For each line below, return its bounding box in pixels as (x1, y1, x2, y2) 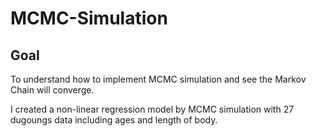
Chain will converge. (10, 84, 95, 96)
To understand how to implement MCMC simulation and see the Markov (10, 73, 307, 85)
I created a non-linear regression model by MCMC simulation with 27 (10, 103, 295, 115)
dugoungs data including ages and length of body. (10, 114, 218, 126)
